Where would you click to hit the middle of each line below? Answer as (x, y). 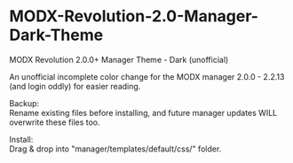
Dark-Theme (56, 35)
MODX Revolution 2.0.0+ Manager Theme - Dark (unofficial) (119, 59)
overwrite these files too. (55, 122)
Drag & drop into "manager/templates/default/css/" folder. (115, 149)
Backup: (24, 103)
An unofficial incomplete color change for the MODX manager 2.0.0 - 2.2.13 (147, 76)
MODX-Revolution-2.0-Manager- (134, 16)
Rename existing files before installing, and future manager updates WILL (143, 113)
